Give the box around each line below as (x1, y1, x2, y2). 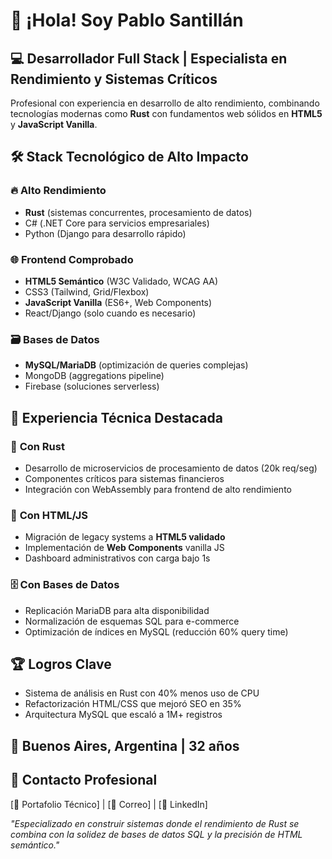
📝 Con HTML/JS (10, 508, 89, 522)
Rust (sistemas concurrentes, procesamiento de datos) (24, 206, 253, 218)
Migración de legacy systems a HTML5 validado (24, 531, 226, 543)
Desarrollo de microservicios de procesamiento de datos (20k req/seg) (24, 462, 318, 474)
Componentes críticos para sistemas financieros (24, 472, 225, 484)
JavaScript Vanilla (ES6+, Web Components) (24, 296, 213, 308)
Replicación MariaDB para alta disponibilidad (24, 604, 210, 616)
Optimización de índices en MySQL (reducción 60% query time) (24, 625, 289, 638)
